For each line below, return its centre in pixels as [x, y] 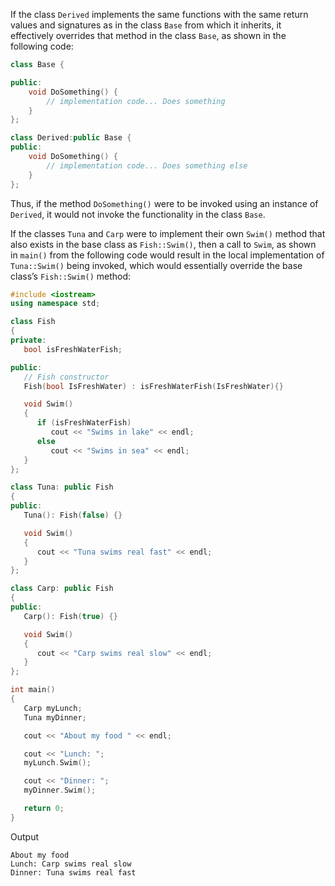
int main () [33, 690]
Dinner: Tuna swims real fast [73, 872]
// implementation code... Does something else [147, 165]
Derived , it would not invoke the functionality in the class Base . [138, 214]
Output [24, 836]
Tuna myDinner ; [55, 717]
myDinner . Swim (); [60, 790]
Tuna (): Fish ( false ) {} [73, 515]
